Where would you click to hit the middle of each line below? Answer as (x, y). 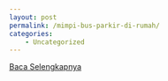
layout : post (33, 17)
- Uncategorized (55, 42)
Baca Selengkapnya (46, 67)
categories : (31, 33)
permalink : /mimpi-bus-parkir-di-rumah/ (85, 26)
